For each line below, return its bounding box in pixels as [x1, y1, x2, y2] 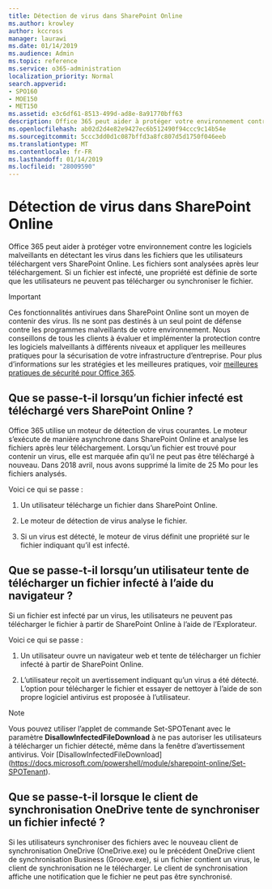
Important [8, 292, 41, 302]
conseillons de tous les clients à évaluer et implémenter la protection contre [8, 333, 261, 343]
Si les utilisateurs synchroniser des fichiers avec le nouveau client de [8, 837, 239, 847]
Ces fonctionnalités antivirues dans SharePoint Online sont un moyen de [8, 307, 249, 317]
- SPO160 [8, 87, 38, 96]
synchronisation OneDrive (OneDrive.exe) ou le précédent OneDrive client [8, 845, 255, 856]
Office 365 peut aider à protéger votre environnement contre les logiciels [8, 242, 253, 251]
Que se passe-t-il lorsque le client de [8, 790, 198, 804]
